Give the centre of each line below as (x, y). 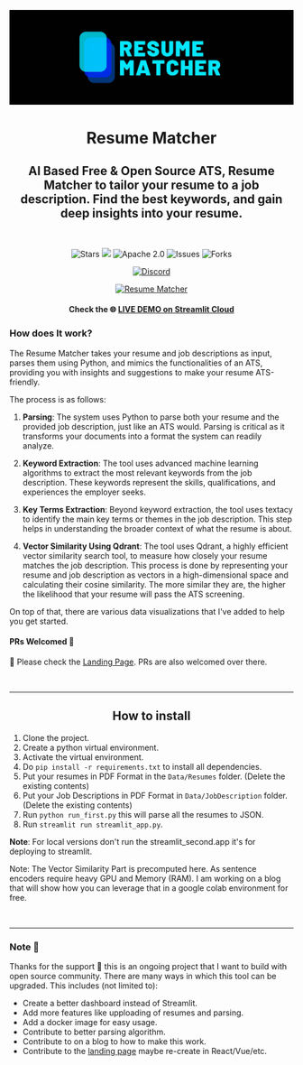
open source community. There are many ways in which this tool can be (143, 977)
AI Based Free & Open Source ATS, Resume (151, 171)
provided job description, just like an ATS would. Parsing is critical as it (154, 426)
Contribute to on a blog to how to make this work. (114, 1042)
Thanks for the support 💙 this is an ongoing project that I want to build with (148, 967)
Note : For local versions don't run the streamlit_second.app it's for (133, 841)
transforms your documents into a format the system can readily (142, 436)
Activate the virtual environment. (83, 757)
